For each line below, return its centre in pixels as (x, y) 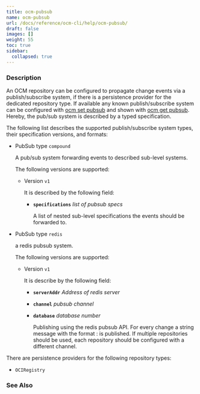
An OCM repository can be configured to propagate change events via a (96, 90)
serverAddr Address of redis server (77, 292)
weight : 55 (20, 40)
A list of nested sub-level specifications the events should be (109, 216)
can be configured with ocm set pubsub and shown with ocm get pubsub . (98, 109)
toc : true (19, 46)
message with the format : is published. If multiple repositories (110, 333)
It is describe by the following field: (67, 280)
